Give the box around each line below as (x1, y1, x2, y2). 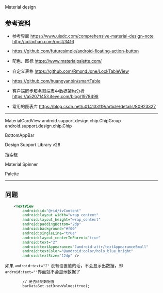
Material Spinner (5, 161, 38, 167)
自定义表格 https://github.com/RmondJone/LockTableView (12, 68, 129, 74)
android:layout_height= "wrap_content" (22, 217, 101, 222)
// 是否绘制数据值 (22, 279, 54, 284)
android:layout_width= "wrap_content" (22, 213, 98, 218)
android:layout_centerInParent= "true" (22, 235, 101, 240)
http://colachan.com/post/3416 (12, 38, 74, 44)
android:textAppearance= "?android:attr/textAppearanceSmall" (22, 244, 149, 249)
